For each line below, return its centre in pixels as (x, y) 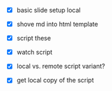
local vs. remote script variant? (61, 66)
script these (34, 38)
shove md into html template (57, 24)
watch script (34, 52)
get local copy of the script (55, 80)
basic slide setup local (49, 10)
